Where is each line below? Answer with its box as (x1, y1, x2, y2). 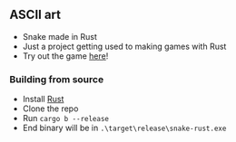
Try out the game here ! (22, 50, 109, 62)
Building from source (9, 72, 104, 85)
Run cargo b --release (22, 113, 109, 124)
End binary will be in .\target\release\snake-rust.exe (22, 122, 227, 134)
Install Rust (22, 94, 64, 105)
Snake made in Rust (22, 31, 98, 42)
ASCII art (9, 7, 62, 23)
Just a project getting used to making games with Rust (22, 41, 227, 52)
